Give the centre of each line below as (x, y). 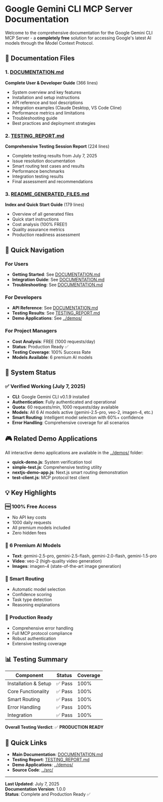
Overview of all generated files (43, 214)
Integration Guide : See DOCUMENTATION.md (58, 279)
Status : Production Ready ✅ (40, 346)
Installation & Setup (30, 683)
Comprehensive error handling (43, 628)
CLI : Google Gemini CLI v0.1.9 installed (51, 397)
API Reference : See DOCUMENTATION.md (55, 308)
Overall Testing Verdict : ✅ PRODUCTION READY (54, 727)
